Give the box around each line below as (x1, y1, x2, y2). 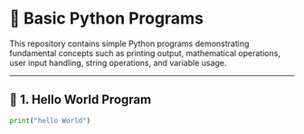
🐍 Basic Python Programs (9, 8, 204, 29)
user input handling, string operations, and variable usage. (9, 57, 227, 68)
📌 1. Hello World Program (9, 92, 152, 108)
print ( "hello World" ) (9, 116, 91, 125)
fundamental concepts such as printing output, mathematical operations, (9, 47, 280, 58)
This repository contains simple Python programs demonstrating (9, 38, 250, 49)
